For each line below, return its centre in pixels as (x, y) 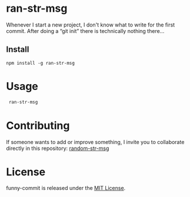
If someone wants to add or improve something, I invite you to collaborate (95, 142)
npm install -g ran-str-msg (41, 63)
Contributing (38, 126)
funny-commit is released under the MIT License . (66, 188)
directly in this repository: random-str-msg (58, 148)
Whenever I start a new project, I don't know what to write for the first (91, 25)
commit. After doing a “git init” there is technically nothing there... (85, 31)
